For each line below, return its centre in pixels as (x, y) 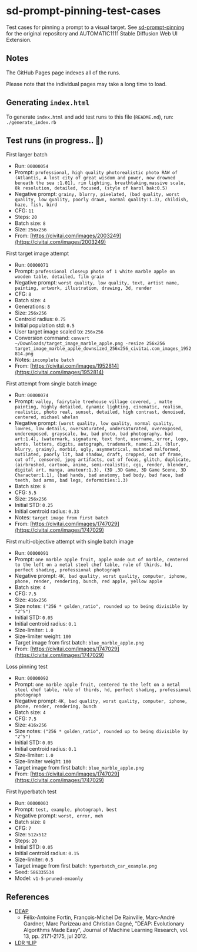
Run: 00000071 (31, 265)
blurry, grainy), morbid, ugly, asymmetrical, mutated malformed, (98, 450)
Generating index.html (48, 102)
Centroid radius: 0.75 (40, 319)
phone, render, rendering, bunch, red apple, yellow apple (89, 582)
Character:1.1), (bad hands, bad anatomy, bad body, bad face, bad (99, 475)
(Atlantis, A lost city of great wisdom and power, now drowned (95, 178)
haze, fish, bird (36, 205)
